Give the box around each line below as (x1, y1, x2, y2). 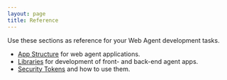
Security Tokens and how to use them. (17, 65, 131, 73)
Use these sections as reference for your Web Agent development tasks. (7, 36, 220, 44)
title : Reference (7, 17, 59, 24)
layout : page (7, 10, 46, 18)
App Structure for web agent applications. (17, 50, 140, 58)
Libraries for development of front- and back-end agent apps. (17, 57, 199, 65)
